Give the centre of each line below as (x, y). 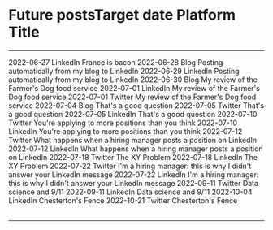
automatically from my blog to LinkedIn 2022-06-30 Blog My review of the (133, 80)
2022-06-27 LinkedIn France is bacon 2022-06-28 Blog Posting (116, 62)
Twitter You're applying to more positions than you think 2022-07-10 (123, 123)
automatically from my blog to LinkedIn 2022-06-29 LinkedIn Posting (124, 71)
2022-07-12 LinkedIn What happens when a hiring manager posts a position (136, 149)
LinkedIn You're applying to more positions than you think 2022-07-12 (126, 131)
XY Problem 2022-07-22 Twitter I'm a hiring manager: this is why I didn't (130, 166)
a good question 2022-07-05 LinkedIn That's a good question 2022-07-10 (133, 114)
